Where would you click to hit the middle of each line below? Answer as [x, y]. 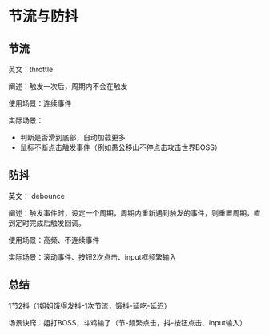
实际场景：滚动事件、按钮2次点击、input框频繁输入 [92, 256]
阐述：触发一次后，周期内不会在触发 [68, 86]
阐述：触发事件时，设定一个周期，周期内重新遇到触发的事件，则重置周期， [131, 212]
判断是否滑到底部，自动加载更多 [72, 137]
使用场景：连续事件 [40, 103]
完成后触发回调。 [57, 223]
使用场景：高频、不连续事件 [54, 240]
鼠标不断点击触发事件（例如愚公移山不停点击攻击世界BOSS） [120, 147]
